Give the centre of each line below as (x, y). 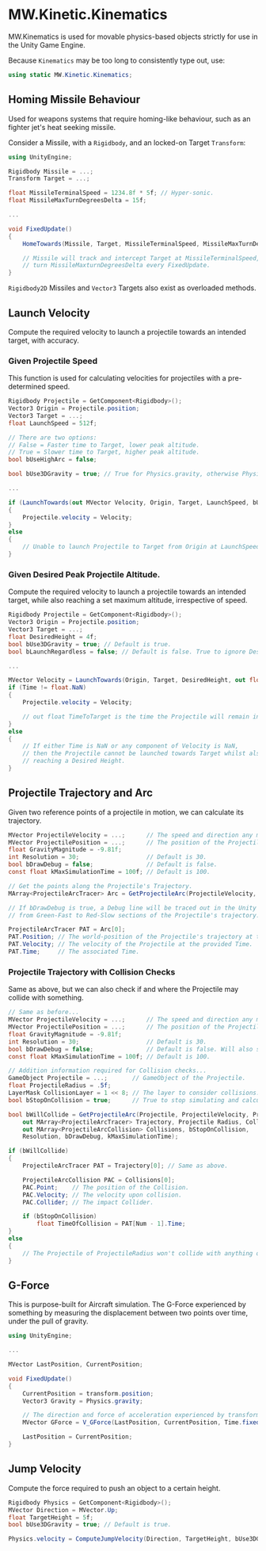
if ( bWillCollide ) (38, 1151)
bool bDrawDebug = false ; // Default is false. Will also (131, 1049)
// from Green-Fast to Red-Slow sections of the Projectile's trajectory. (134, 915)
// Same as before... (44, 1013)
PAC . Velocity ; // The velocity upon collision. (102, 1195)
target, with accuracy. (44, 340)
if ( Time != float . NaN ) (47, 687)
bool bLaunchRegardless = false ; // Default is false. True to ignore (127, 652)
